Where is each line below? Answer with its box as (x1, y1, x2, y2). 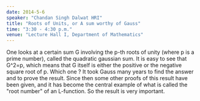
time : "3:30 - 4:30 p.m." (6, 26, 72, 32)
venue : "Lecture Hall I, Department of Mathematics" (6, 32, 144, 38)
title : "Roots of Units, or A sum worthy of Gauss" (6, 20, 141, 26)
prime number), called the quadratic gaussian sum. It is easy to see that (6, 55, 187, 62)
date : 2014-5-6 (6, 9, 45, 15)
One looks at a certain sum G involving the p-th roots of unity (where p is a (6, 48, 194, 56)
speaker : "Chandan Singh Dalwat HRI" (6, 15, 103, 21)
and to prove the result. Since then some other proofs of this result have (6, 75, 188, 82)
